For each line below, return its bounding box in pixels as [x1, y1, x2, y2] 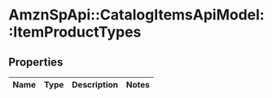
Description [72, 79, 118, 90]
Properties [8, 55, 64, 69]
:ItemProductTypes [8, 23, 142, 41]
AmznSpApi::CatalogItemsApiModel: [8, 6, 265, 24]
